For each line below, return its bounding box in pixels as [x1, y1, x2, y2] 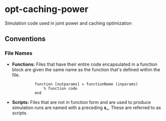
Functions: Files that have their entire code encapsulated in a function [12, 61, 157, 67]
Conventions [5, 35, 46, 43]
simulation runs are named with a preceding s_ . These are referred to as [12, 104, 161, 110]
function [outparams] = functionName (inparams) [34, 81, 138, 86]
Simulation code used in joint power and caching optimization [5, 20, 132, 26]
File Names [5, 50, 33, 57]
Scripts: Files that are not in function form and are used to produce [12, 99, 151, 105]
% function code [44, 86, 78, 91]
